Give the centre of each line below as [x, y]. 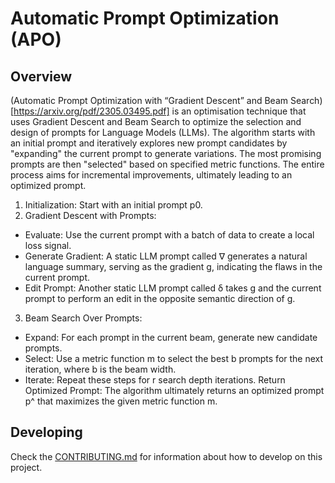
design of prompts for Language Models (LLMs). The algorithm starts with [163, 132]
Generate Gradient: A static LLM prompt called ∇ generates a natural [166, 256]
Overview [41, 76]
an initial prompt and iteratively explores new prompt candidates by [149, 143]
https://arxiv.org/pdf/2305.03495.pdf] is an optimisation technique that [160, 111]
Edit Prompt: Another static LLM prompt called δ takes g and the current [173, 288]
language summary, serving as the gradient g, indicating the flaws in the [173, 266]
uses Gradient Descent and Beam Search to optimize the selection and [156, 121]
